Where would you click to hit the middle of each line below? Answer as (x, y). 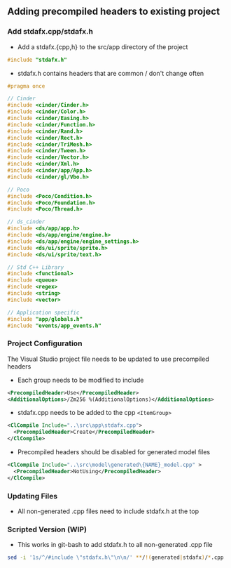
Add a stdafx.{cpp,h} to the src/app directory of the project (103, 47)
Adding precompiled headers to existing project (114, 12)
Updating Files (33, 496)
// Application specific (43, 312)
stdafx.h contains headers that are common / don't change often (111, 73)
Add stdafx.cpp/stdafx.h (50, 32)
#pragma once (26, 86)
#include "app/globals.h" (45, 319)
